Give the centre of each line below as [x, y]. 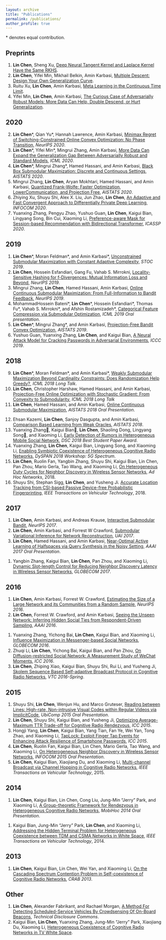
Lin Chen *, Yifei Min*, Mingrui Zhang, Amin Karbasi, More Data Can [81, 150]
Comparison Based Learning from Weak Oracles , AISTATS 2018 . [78, 424]
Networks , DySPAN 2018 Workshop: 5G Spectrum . [64, 456]
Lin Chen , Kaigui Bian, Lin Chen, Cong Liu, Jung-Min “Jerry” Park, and [84, 800]
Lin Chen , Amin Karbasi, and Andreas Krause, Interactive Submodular [84, 520]
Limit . [18, 91]
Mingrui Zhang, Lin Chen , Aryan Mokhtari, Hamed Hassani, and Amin [83, 181]
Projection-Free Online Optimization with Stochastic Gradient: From [81, 394]
